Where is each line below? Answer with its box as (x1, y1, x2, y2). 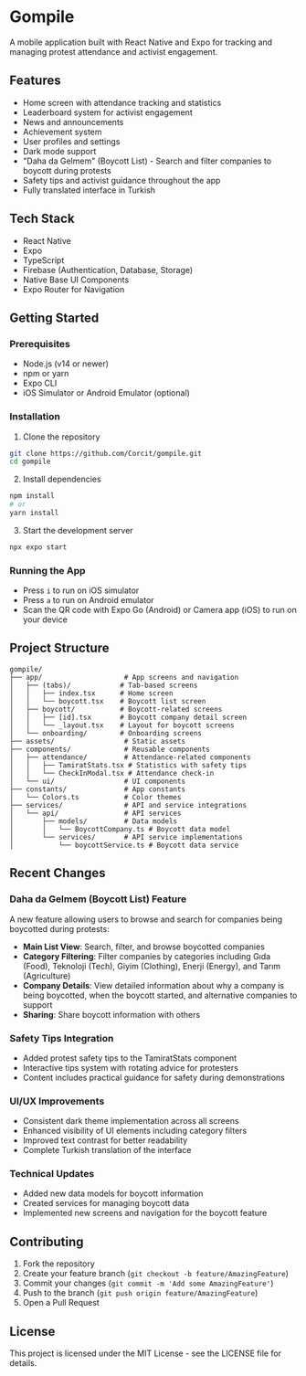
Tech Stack (9, 211, 75, 227)
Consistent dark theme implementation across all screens (22, 1116, 239, 1127)
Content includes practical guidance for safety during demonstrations (22, 1072, 285, 1083)
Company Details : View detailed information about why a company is (22, 979, 285, 990)
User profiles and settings (22, 135, 121, 147)
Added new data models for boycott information (22, 1188, 204, 1199)
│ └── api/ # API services (9, 809, 182, 818)
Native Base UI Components (22, 274, 130, 285)
